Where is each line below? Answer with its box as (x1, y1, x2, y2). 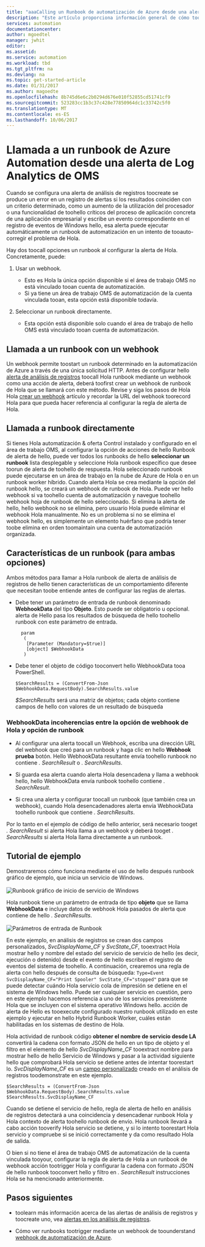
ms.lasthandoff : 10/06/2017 (6, 117, 78, 123)
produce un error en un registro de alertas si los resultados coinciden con (6, 196, 192, 203)
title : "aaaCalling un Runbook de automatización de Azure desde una (6, 9, 187, 15)
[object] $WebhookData (26, 645, 84, 652)
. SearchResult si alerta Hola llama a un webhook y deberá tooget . (6, 827, 174, 834)
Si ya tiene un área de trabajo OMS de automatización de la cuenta (24, 289, 192, 297)
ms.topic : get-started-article (6, 77, 86, 83)
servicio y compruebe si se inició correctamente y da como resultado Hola (6, 1130, 194, 1138)
